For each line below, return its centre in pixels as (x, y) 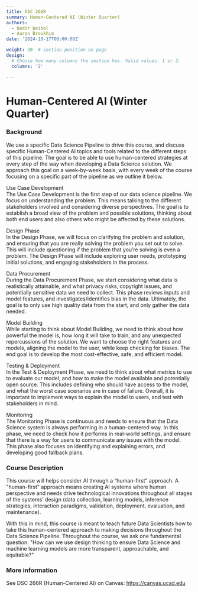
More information (32, 570)
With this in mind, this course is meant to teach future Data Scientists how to (99, 523)
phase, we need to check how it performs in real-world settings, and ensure (98, 434)
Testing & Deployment (33, 365)
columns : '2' (27, 66)
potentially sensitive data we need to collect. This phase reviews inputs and (98, 292)
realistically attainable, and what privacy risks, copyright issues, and (89, 286)
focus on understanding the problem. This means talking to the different (94, 200)
